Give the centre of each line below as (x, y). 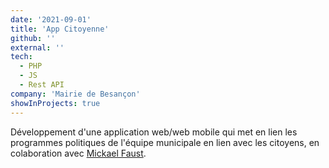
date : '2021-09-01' (51, 19)
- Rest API (42, 85)
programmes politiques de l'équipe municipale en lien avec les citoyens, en (165, 142)
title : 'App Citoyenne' (60, 29)
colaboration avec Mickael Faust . (78, 153)
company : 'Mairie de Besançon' (75, 94)
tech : (21, 57)
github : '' (33, 38)
